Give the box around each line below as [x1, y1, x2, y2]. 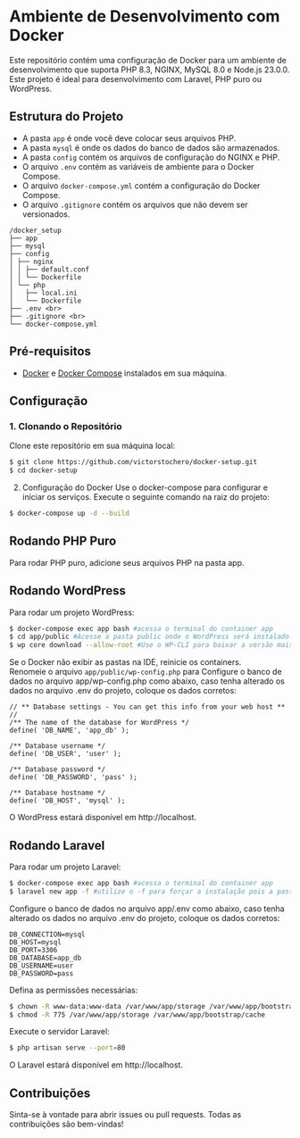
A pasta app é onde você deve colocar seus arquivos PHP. [21, 132, 237, 144]
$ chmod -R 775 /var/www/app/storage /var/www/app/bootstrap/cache [9, 1010, 266, 1019]
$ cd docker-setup [9, 466, 78, 475]
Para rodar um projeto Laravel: [9, 861, 121, 872]
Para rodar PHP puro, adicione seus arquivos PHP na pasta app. [9, 557, 245, 568]
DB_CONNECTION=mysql [9, 930, 87, 939]
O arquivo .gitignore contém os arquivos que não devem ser [21, 199, 248, 210]
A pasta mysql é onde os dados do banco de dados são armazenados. [21, 142, 280, 153]
